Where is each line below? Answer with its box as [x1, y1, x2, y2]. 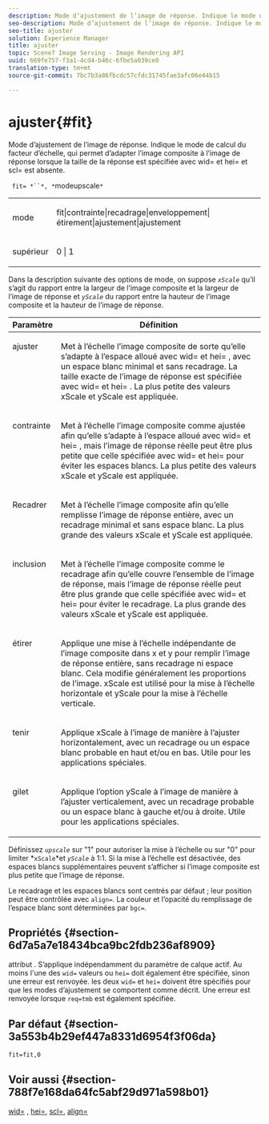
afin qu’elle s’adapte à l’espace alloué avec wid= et [60, 430, 251, 441]
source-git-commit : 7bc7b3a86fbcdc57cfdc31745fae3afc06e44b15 [8, 71, 220, 79]
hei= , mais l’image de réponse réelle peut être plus [60, 440, 253, 451]
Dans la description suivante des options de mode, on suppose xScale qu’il [8, 274, 256, 284]
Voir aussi [8, 1073, 59, 1086]
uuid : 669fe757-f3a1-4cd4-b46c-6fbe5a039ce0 [8, 57, 159, 65]
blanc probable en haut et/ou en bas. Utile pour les [60, 747, 251, 758]
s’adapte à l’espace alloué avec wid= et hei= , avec [60, 351, 251, 362]
